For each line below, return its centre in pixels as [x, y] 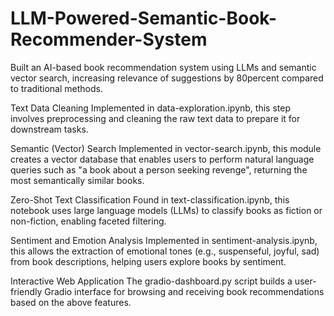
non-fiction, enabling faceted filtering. [88, 221]
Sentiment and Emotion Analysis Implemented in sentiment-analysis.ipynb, [164, 240]
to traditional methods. [56, 88]
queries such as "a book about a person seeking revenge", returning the [159, 169]
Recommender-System [109, 39]
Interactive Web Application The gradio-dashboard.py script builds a [151, 281]
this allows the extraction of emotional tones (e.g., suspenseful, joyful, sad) [165, 251]
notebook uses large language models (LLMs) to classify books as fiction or [166, 210]
